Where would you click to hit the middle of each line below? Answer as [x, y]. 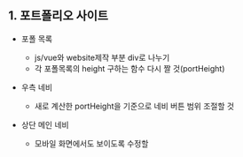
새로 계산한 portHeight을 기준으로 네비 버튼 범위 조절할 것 [134, 106]
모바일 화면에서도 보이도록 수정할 [91, 143]
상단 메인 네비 [45, 124]
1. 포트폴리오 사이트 [58, 16]
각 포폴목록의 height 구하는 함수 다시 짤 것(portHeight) [129, 68]
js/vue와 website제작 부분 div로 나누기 [102, 57]
